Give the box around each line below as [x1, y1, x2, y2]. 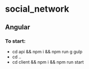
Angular [5, 23, 30, 31]
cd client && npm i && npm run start [12, 59, 84, 65]
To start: [5, 38, 26, 45]
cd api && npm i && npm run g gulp [12, 48, 83, 54]
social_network [5, 3, 69, 15]
